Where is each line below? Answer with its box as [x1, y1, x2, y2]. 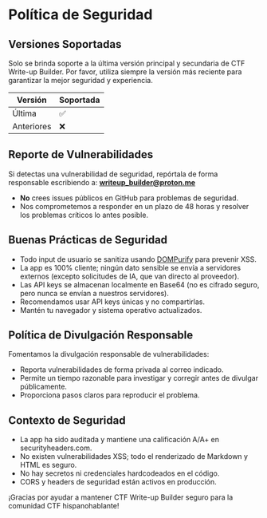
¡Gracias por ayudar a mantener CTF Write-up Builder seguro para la [8, 492, 234, 502]
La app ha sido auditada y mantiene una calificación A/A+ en [19, 435, 220, 445]
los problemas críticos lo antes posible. [19, 210, 149, 219]
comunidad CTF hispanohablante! [8, 501, 120, 511]
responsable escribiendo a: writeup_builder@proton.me [8, 177, 196, 187]
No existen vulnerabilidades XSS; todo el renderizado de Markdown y [19, 452, 249, 461]
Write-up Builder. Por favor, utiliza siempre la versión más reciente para [8, 67, 242, 77]
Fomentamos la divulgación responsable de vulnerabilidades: [8, 350, 210, 359]
